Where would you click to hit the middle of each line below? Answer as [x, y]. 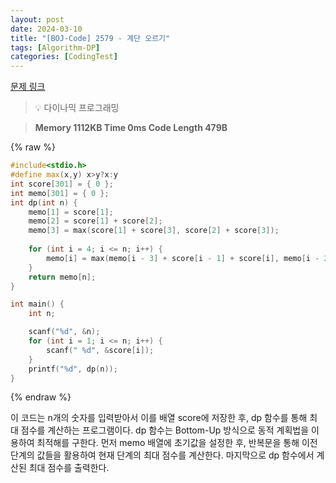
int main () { [37, 304]
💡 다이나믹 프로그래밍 [77, 108]
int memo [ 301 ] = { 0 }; [60, 193]
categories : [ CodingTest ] [64, 57]
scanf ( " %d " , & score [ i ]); [100, 350]
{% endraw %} [41, 397]
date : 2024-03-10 [46, 29]
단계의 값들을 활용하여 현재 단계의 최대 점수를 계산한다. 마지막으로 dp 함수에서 [162, 455]
